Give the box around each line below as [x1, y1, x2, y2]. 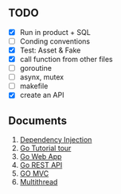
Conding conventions [19, 36, 90, 46]
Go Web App [19, 152, 62, 161]
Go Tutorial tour [19, 143, 72, 153]
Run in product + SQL [19, 27, 92, 37]
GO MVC [19, 169, 49, 178]
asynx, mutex [19, 72, 64, 82]
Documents [8, 114, 68, 127]
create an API [19, 91, 64, 100]
